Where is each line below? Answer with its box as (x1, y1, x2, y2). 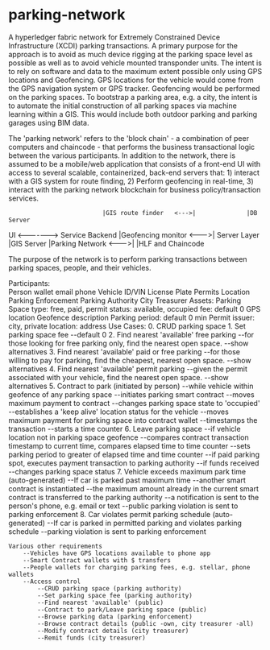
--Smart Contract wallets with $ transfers (23, 556, 172, 565)
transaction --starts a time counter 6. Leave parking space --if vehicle (8, 424, 241, 433)
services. (8, 193, 39, 203)
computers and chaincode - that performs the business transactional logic (8, 142, 255, 151)
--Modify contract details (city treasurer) (37, 627, 189, 635)
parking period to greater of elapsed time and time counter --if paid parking (8, 449, 260, 459)
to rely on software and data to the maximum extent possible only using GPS (8, 66, 263, 76)
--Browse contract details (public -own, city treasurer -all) (37, 619, 254, 627)
